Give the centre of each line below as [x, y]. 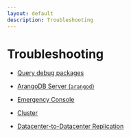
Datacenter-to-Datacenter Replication [70, 126]
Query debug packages [50, 73]
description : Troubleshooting [50, 20]
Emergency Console [46, 100]
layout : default [30, 13]
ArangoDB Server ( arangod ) [56, 86]
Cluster [27, 113]
